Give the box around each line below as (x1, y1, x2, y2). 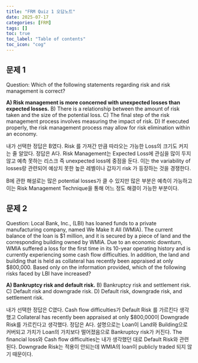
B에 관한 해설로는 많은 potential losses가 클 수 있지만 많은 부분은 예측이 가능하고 (6, 177, 193, 184)
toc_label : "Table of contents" (6, 36, 86, 42)
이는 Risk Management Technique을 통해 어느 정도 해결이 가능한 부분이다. (6, 184, 179, 192)
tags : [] (6, 25, 28, 31)
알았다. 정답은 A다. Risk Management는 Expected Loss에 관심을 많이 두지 (18, 150, 191, 157)
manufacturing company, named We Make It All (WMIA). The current (6, 226, 173, 233)
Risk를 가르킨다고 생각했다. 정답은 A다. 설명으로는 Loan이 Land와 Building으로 (6, 320, 188, 328)
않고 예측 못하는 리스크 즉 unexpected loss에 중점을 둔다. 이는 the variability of (6, 157, 191, 164)
